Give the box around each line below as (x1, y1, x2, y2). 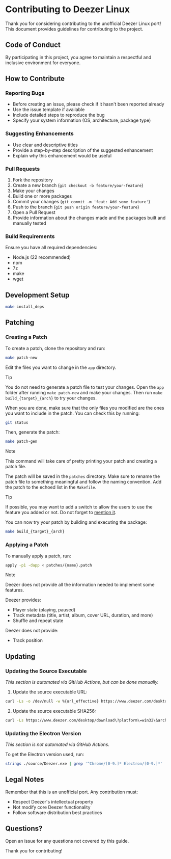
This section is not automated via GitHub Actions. (5, 741, 109, 747)
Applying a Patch (5, 541, 49, 548)
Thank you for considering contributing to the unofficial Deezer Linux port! (5, 20, 161, 26)
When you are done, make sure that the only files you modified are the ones (5, 405, 164, 411)
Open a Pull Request (12, 209, 56, 216)
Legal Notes (5, 775, 44, 784)
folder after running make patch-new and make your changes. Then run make (5, 389, 163, 395)
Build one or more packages (12, 193, 72, 199)
